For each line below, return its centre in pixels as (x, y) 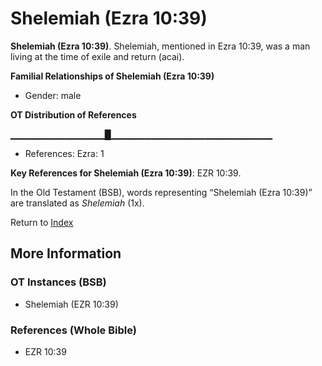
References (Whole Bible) (73, 330)
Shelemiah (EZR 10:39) (71, 304)
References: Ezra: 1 (64, 153)
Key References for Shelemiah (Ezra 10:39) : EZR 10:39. (126, 173)
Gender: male (53, 95)
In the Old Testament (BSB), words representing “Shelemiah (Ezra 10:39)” (161, 192)
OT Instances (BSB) (58, 282)
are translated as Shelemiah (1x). (77, 203)
